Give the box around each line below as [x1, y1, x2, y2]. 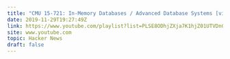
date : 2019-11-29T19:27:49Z [7, 16, 88, 23]
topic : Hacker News [7, 35, 63, 42]
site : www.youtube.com [7, 28, 72, 36]
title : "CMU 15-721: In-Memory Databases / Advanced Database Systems [7, 9, 213, 17]
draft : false [7, 41, 44, 48]
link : [7, 22, 23, 29]
